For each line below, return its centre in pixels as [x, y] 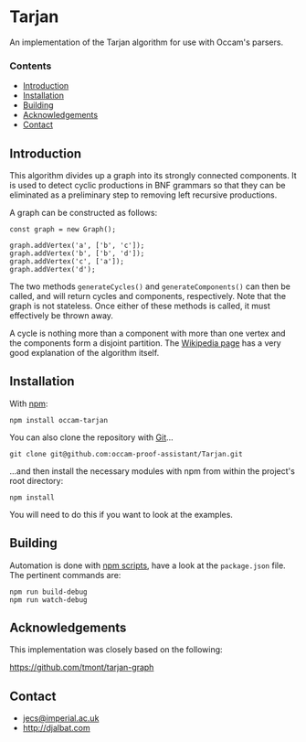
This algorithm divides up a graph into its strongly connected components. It [153, 176]
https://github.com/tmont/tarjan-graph [82, 667]
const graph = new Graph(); [63, 230]
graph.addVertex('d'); [53, 270]
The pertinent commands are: [65, 575]
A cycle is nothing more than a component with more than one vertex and [148, 333]
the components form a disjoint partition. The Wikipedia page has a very [145, 343]
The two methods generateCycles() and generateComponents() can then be [150, 286]
